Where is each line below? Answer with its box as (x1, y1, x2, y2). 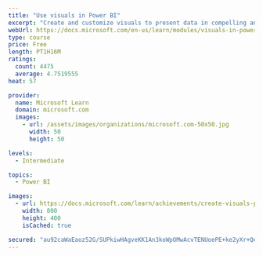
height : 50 (28, 135, 65, 143)
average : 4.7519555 (15, 70, 79, 78)
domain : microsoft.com (15, 106, 89, 114)
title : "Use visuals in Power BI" (8, 11, 121, 20)
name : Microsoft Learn (15, 99, 89, 107)
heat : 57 (8, 77, 37, 85)
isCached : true (22, 221, 72, 229)
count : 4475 (15, 63, 55, 71)
